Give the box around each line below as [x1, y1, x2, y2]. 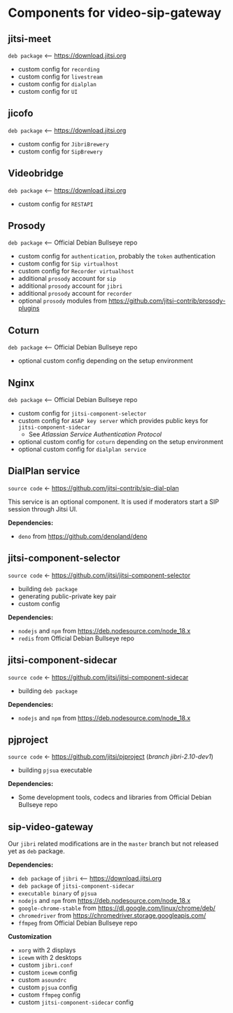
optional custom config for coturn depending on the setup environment [17, 438, 223, 446]
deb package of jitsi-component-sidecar [17, 881, 135, 890]
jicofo [8, 107, 34, 120]
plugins [17, 304, 40, 312]
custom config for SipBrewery [17, 147, 104, 156]
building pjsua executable [17, 766, 93, 775]
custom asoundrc [17, 976, 67, 984]
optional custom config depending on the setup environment [17, 357, 193, 365]
